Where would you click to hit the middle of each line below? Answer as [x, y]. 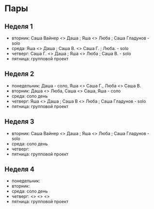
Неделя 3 [19, 122]
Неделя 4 [20, 169]
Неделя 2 [19, 74]
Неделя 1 [19, 26]
